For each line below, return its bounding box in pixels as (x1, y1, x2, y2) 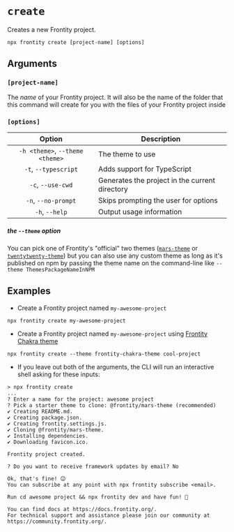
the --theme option (7, 226, 61, 235)
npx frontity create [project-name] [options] (7, 38, 145, 46)
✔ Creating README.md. (7, 408, 73, 415)
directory (98, 184, 128, 193)
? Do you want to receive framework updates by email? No (7, 463, 179, 470)
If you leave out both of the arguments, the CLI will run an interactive (17, 362, 214, 371)
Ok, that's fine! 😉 (7, 475, 66, 482)
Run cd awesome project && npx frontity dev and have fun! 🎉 (7, 494, 189, 501)
